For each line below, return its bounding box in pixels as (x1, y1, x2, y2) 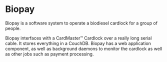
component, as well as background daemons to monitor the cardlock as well (5, 45, 162, 51)
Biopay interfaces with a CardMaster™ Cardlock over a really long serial (5, 35, 152, 41)
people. (5, 25, 21, 31)
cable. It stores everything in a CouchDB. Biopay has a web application (5, 40, 151, 46)
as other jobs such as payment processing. (5, 51, 94, 57)
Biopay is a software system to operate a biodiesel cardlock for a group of (5, 20, 158, 26)
